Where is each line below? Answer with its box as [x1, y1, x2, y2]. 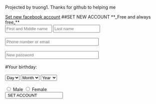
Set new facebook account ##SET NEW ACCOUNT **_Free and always [5, 14, 151, 19]
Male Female [12, 86, 47, 92]
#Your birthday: [5, 64, 37, 69]
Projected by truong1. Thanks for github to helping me [5, 4, 116, 10]
